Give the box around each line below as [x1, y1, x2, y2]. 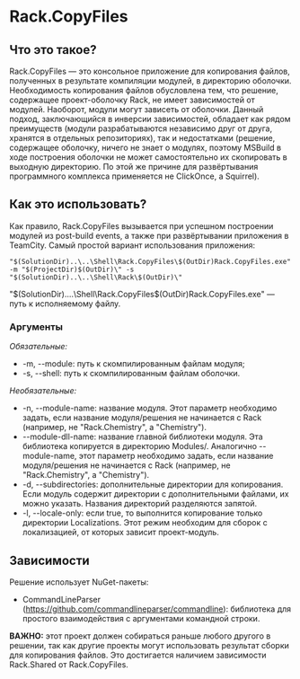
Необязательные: [9, 385, 77, 396]
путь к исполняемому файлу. [9, 298, 121, 309]
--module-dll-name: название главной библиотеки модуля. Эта [22, 431, 263, 442]
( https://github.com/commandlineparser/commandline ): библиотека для [22, 604, 292, 614]
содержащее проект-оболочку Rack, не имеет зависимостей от [9, 94, 256, 105]
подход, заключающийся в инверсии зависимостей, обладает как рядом [9, 114, 291, 124]
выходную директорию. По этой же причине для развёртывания [9, 162, 259, 172]
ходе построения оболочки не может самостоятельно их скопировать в [9, 152, 287, 163]
